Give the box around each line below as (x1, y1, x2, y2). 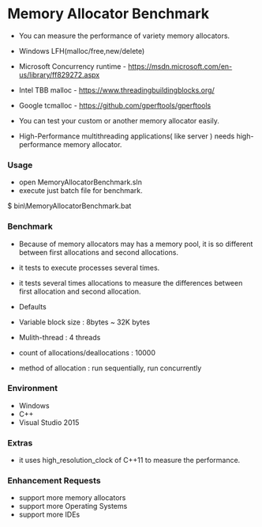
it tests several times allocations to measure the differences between (18, 278, 243, 287)
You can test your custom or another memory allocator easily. (18, 116, 220, 125)
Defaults (18, 301, 47, 311)
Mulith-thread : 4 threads (18, 332, 101, 342)
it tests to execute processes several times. (18, 263, 160, 272)
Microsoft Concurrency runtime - (18, 61, 127, 71)
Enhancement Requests (7, 476, 101, 487)
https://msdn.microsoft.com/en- (128, 61, 233, 71)
